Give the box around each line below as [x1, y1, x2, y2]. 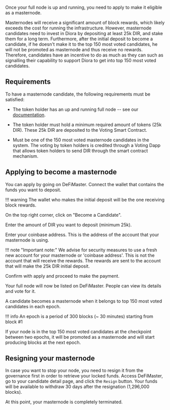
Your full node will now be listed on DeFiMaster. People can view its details [5, 282, 161, 289]
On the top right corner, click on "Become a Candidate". [5, 212, 122, 218]
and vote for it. [5, 288, 36, 294]
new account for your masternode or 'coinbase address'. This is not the [5, 252, 155, 258]
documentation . [12, 111, 46, 118]
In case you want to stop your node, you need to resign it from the [5, 367, 144, 373]
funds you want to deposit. [5, 187, 61, 193]
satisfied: [5, 96, 24, 102]
